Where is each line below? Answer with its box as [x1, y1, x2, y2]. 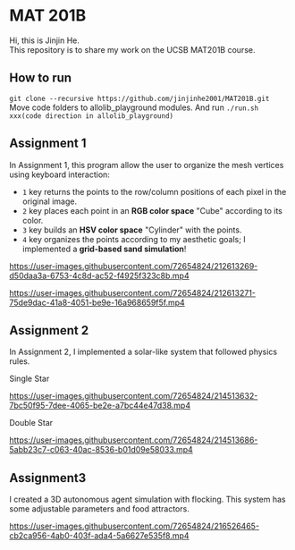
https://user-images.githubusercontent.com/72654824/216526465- [9, 520, 260, 532]
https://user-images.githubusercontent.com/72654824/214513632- [9, 391, 258, 402]
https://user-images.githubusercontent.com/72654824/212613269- [9, 260, 258, 271]
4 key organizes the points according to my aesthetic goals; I [21, 233, 246, 244]
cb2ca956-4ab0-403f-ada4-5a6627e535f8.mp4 [9, 530, 190, 541]
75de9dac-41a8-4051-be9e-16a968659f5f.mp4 [9, 297, 185, 308]
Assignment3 [9, 470, 87, 486]
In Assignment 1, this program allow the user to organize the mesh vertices [9, 159, 284, 170]
